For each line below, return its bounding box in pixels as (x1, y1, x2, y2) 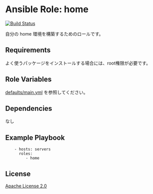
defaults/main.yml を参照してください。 (5, 89, 88, 95)
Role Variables (5, 75, 52, 84)
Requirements (5, 46, 51, 54)
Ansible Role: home (5, 4, 89, 15)
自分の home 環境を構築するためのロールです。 (5, 30, 104, 37)
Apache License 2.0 (5, 183, 47, 189)
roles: (18, 151, 33, 156)
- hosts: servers (14, 147, 51, 152)
